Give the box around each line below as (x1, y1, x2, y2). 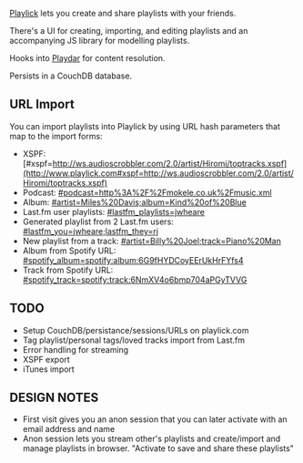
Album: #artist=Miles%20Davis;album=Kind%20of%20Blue (22, 196, 247, 208)
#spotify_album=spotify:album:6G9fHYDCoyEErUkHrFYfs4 (22, 254, 244, 265)
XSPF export (22, 354, 70, 365)
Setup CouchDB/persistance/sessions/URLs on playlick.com (22, 324, 249, 335)
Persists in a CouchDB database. (9, 70, 133, 81)
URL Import (9, 97, 75, 112)
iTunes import (22, 364, 75, 375)
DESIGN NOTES (9, 390, 99, 406)
